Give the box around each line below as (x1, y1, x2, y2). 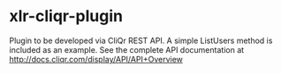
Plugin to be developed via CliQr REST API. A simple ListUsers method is (9, 35, 273, 46)
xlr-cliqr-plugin (9, 6, 124, 26)
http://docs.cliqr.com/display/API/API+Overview (9, 54, 184, 64)
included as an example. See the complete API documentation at (9, 44, 245, 55)
